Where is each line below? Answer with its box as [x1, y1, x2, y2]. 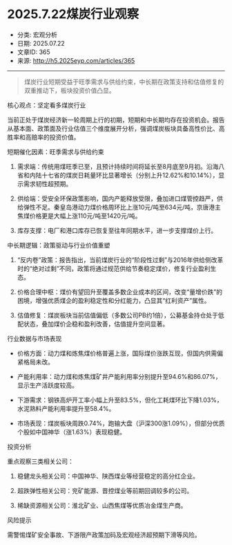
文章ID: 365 [17, 48, 50, 56]
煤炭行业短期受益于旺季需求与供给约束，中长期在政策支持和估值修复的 [23, 77, 224, 86]
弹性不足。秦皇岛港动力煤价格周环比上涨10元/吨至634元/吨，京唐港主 [23, 203, 221, 211]
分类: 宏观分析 [17, 30, 57, 39]
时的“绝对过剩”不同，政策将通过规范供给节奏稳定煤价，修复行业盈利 [17, 264, 211, 272]
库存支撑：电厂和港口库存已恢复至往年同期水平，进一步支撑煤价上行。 [17, 226, 217, 234]
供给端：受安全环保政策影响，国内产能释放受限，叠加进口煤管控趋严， [17, 194, 217, 203]
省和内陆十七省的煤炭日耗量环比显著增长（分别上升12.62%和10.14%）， [17, 171, 219, 179]
